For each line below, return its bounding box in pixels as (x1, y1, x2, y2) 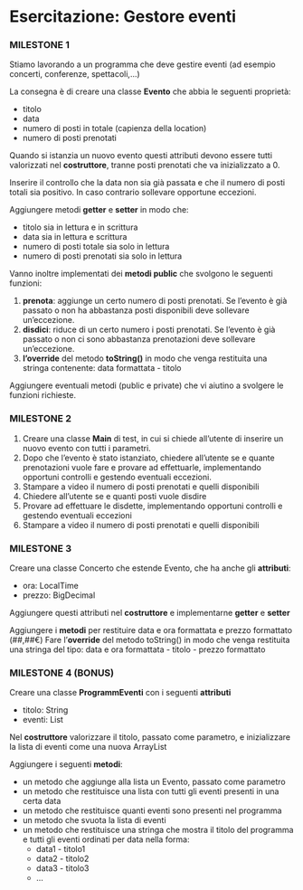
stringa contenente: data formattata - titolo (22, 363, 182, 374)
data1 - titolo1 (35, 844, 86, 855)
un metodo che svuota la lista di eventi (22, 815, 166, 826)
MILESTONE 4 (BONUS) (9, 667, 115, 679)
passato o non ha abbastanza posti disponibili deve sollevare (22, 305, 251, 316)
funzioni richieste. (9, 390, 77, 401)
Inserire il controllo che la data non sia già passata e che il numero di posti (9, 177, 286, 188)
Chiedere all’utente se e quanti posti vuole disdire (22, 490, 207, 501)
